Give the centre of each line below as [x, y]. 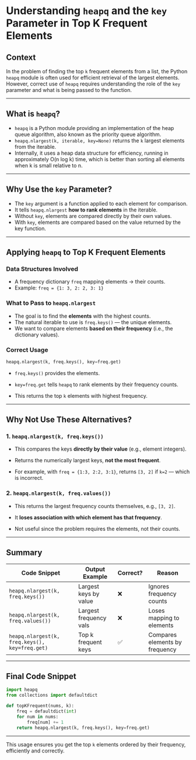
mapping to [164, 618]
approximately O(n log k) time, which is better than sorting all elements [99, 159]
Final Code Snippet [41, 676]
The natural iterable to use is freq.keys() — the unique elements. [93, 322]
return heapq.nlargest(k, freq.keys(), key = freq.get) [83, 728]
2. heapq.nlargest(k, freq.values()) [59, 493]
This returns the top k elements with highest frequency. [81, 396]
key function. [30, 228]
